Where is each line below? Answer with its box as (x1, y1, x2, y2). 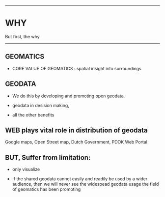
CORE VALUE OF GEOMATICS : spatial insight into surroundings (12, 65, 141, 71)
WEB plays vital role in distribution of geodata (5, 126, 148, 134)
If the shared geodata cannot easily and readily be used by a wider (12, 176, 148, 182)
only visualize (12, 167, 40, 172)
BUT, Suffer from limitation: (5, 153, 91, 162)
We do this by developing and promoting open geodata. (12, 93, 125, 99)
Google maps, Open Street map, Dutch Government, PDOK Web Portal (5, 139, 147, 145)
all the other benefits (12, 112, 55, 118)
